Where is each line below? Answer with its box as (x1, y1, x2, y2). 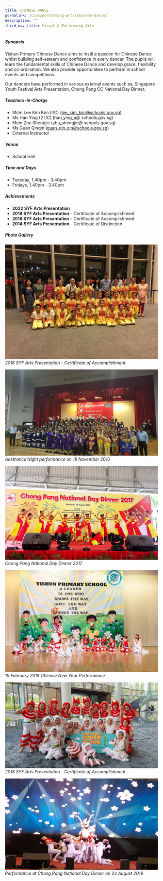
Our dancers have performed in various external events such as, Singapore (5, 81, 155, 87)
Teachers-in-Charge (5, 97, 48, 103)
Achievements (5, 193, 35, 199)
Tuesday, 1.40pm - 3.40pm (12, 177, 66, 183)
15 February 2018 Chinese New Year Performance (5, 672, 105, 678)
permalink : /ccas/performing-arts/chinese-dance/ (5, 13, 108, 18)
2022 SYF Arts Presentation (12, 205, 70, 211)
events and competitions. (5, 72, 56, 78)
